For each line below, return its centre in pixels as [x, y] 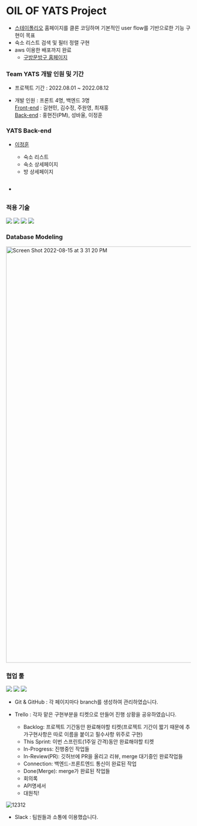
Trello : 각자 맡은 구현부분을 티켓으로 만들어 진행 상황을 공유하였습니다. [96, 715]
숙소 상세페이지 [41, 164]
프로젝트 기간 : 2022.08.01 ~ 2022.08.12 [62, 88]
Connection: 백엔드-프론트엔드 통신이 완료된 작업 [80, 764]
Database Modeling [35, 237]
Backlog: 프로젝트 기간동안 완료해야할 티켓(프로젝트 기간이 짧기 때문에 [104, 727]
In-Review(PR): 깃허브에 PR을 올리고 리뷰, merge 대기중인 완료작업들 [103, 757]
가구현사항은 [38, 734]
